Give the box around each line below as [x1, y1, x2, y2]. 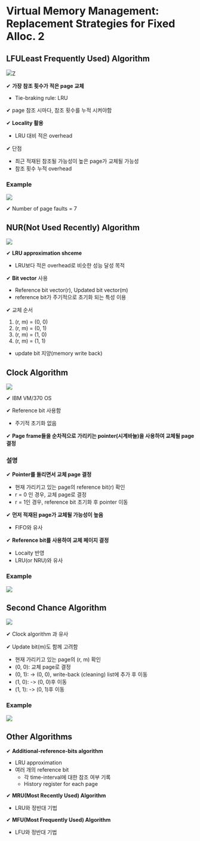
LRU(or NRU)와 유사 [14, 557, 63, 564]
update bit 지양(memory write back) [14, 350, 103, 357]
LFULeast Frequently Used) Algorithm [6, 53, 150, 63]
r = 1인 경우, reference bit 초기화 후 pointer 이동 [14, 498, 128, 506]
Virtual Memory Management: [6, 4, 159, 18]
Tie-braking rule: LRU [14, 95, 68, 101]
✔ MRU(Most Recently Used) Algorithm [6, 792, 106, 799]
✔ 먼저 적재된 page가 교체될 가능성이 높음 [6, 511, 103, 519]
